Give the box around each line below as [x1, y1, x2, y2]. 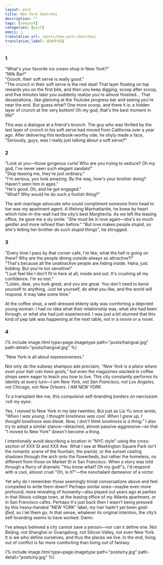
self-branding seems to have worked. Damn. [5, 514, 94, 520]
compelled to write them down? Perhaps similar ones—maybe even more [5, 483, 151, 489]
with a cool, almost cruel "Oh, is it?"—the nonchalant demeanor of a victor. [5, 469, 154, 475]
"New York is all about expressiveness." [5, 353, 85, 360]
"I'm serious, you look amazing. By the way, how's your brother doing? [5, 176, 147, 182]
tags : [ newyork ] [5, 20, 38, 26]
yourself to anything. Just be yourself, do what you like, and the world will [5, 286, 152, 292]
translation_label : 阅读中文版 [5, 39, 65, 44]
